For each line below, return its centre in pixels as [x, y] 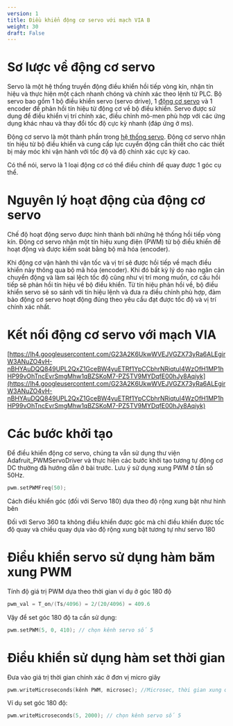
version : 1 [23, 14]
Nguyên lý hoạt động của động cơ [106, 200]
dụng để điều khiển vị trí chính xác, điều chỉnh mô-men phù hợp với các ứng [116, 116]
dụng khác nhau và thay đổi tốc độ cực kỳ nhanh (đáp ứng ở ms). [101, 124]
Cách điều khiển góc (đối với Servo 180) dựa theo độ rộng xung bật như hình [116, 501]
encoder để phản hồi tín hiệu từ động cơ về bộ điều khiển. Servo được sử [112, 109]
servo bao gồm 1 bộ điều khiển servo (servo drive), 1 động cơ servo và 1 [110, 101]
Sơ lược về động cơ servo [81, 67]
